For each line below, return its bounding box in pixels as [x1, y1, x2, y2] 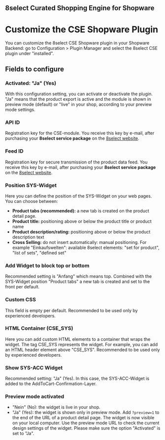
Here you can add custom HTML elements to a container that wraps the [5, 336, 151, 342]
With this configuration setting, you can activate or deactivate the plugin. [5, 91, 153, 97]
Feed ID [5, 148, 24, 155]
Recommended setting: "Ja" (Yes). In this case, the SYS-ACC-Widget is [5, 375, 149, 382]
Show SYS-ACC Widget [5, 364, 63, 371]
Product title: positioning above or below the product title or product [12, 218, 152, 224]
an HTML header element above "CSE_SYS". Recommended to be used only [5, 347, 160, 353]
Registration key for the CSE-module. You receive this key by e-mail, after [5, 130, 155, 136]
